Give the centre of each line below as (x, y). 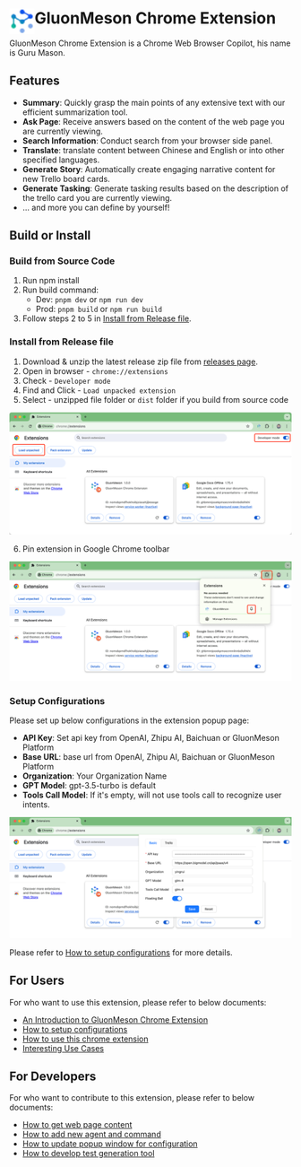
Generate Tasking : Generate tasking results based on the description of (155, 188)
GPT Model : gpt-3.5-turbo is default (89, 786)
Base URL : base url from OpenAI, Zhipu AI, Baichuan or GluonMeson (149, 757)
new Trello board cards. (66, 179)
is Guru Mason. (37, 52)
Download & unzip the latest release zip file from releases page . (140, 361)
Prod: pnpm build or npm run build (99, 309)
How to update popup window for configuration (110, 1144)
